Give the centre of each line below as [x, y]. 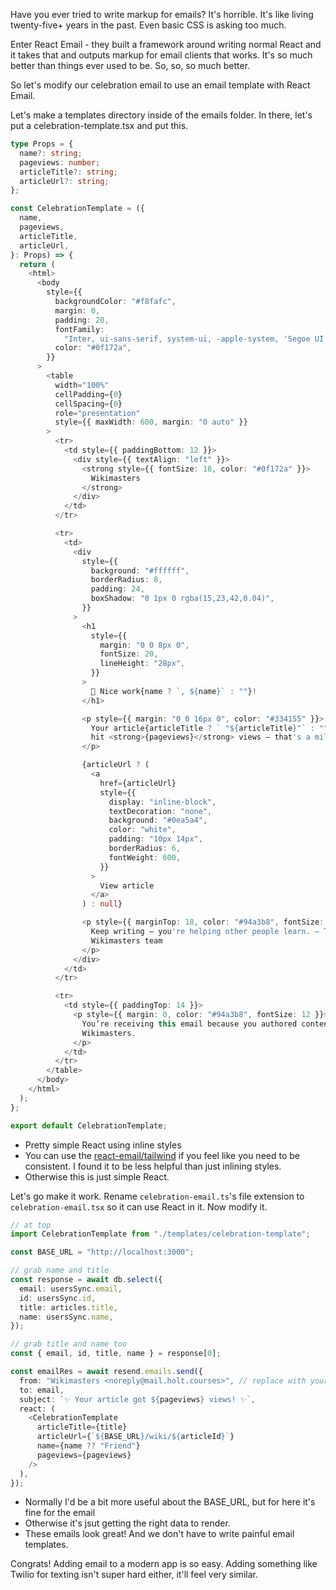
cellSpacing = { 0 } [88, 404]
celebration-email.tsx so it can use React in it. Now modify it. [139, 1206]
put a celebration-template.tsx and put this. [99, 125]
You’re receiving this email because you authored [189, 1024]
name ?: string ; [51, 153]
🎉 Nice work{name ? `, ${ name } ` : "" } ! [173, 691]
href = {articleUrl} [138, 783]
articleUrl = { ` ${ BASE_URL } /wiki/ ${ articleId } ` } [135, 1437]
